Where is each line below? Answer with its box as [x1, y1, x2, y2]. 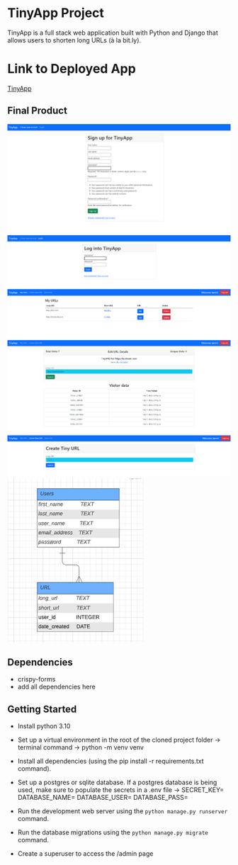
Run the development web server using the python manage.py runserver [17, 807, 228, 815]
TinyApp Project [7, 5, 105, 21]
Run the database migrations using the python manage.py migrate [17, 828, 209, 837]
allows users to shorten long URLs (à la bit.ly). [7, 35, 142, 44]
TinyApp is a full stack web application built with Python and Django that [7, 28, 218, 37]
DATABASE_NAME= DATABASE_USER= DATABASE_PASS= [17, 793, 189, 802]
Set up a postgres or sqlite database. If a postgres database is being [17, 778, 217, 787]
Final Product [7, 105, 67, 117]
